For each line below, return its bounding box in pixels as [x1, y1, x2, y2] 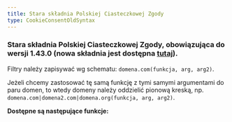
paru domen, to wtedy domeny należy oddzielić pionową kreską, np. [7, 86, 204, 94]
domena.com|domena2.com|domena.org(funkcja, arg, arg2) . [7, 93, 175, 102]
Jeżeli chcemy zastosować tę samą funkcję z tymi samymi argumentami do [7, 78, 224, 86]
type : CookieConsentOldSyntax [7, 17, 96, 24]
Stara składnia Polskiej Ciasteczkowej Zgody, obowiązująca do [7, 40, 225, 50]
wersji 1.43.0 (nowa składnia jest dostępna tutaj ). [7, 48, 178, 58]
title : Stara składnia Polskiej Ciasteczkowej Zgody [7, 10, 164, 18]
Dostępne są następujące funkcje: [7, 107, 109, 115]
